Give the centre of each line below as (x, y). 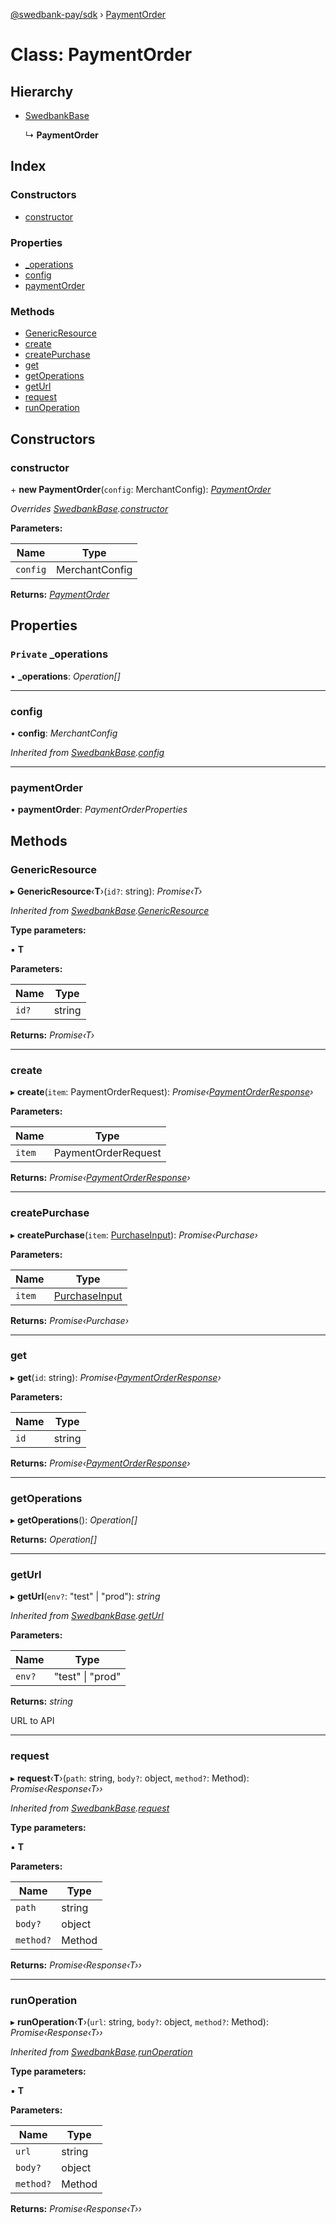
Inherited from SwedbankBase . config (87, 752)
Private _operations (59, 654)
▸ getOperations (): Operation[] (74, 1520)
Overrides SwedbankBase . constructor (89, 508)
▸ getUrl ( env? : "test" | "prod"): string (85, 1596)
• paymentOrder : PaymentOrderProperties (99, 810)
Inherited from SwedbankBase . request (90, 1808)
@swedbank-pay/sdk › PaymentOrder (88, 14)
